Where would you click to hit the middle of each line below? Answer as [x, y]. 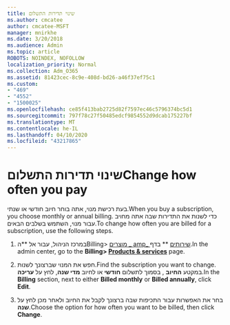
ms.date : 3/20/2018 [35, 39]
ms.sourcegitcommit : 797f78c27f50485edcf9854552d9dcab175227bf [100, 115]
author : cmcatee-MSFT [38, 26]
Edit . [24, 287]
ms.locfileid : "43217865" [44, 142]
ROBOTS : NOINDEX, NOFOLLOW [46, 58]
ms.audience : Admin [35, 45]
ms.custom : [23, 84]
